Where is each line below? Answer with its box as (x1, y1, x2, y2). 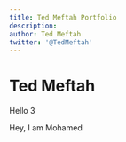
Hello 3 (9, 106, 35, 116)
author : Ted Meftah (9, 29, 82, 38)
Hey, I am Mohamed (9, 122, 83, 133)
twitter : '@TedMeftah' (9, 37, 93, 47)
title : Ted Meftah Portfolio (9, 12, 117, 22)
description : (9, 21, 58, 30)
